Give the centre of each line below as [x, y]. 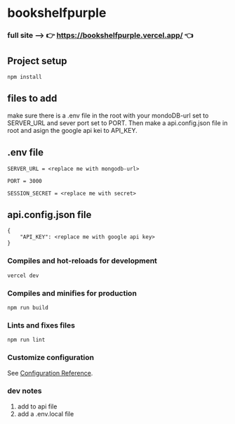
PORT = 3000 [25, 181]
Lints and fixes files [41, 325]
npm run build [28, 307]
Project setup [38, 61]
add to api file [37, 406]
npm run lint [26, 340]
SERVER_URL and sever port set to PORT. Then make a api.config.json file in [117, 123]
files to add [32, 99]
